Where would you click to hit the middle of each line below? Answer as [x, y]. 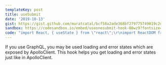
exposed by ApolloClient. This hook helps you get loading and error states [81, 52]
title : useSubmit [23, 14]
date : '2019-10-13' [25, 19]
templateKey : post [24, 10]
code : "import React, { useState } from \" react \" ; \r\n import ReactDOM [80, 33]
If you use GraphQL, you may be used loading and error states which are [79, 47]
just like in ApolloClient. [29, 57]
